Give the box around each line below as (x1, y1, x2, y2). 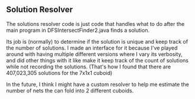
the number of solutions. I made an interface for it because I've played (6, 44, 178, 51)
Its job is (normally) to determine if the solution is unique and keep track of (6, 38, 188, 45)
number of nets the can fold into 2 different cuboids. (6, 87, 134, 94)
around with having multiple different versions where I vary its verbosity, (6, 50, 183, 58)
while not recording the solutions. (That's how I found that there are (6, 63, 171, 70)
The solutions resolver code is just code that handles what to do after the (6, 20, 185, 27)
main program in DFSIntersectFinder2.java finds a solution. (6, 27, 150, 34)
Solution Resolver (6, 5, 73, 15)
